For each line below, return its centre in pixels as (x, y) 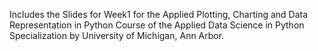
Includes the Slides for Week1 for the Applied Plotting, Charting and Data (159, 14)
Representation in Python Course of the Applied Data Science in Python (157, 25)
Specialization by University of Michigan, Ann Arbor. (117, 35)
